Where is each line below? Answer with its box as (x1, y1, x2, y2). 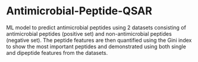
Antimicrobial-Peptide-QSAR (6, 4, 153, 18)
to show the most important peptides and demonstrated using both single (6, 43, 186, 50)
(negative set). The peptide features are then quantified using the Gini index (6, 36, 192, 44)
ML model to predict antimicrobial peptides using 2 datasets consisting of (6, 24, 186, 31)
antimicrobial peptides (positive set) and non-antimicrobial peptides (6, 30, 172, 37)
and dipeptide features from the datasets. (6, 49, 108, 56)
